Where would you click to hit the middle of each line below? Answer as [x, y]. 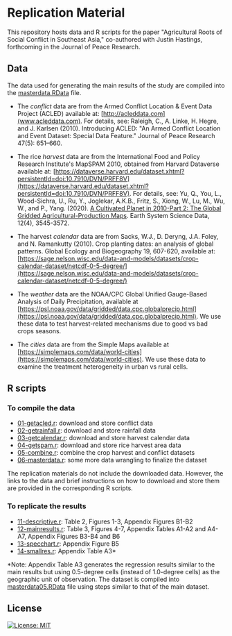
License [25, 609]
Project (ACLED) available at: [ [60, 113]
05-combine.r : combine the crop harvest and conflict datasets [106, 453]
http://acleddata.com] [134, 113]
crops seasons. [39, 330]
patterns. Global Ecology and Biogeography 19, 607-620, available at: [116, 251]
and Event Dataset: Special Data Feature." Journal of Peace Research [116, 135]
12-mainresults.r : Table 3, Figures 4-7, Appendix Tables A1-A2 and [111, 528]
